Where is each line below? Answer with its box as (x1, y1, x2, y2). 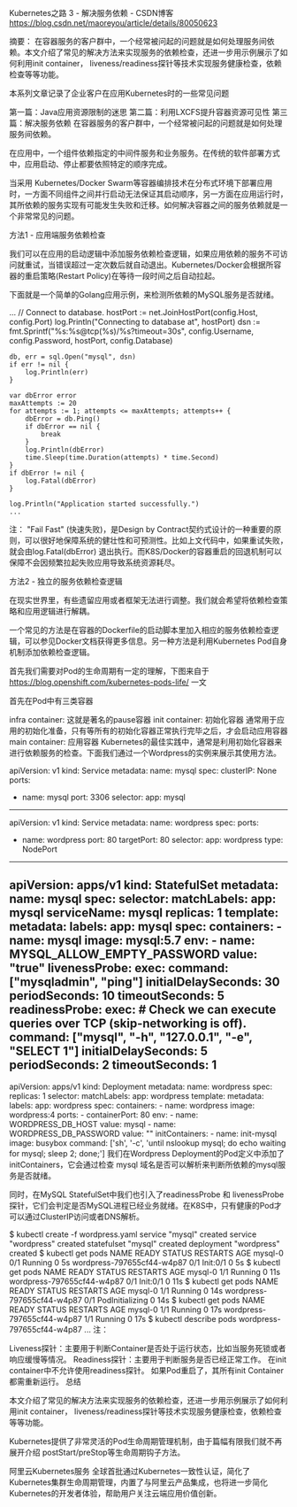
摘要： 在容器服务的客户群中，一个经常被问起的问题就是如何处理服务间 (9, 36, 267, 46)
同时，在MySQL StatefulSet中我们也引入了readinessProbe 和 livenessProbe (9, 1189, 285, 1200)
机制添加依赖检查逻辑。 (9, 647, 95, 657)
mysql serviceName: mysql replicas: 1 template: (9, 906, 279, 921)
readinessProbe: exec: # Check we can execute (9, 1002, 277, 1017)
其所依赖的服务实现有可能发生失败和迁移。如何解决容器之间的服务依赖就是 (9, 200, 280, 210)
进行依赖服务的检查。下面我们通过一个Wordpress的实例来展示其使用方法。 (9, 747, 281, 758)
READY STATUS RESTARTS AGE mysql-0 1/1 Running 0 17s (9, 1304, 223, 1315)
